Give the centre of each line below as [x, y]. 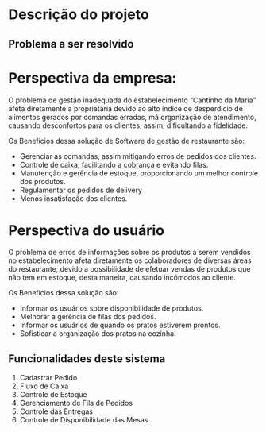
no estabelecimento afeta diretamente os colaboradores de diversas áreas [130, 260]
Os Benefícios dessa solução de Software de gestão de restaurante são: [126, 141]
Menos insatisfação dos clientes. [73, 198]
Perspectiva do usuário [87, 230]
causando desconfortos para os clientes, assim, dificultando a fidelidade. [128, 125]
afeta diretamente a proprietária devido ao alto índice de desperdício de [126, 108]
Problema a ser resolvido [71, 44]
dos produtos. [42, 181]
